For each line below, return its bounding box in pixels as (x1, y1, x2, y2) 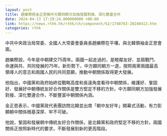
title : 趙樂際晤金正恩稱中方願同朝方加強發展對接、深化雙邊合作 (5, 12, 121, 17)
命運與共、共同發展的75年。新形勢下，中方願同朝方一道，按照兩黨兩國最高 (5, 63, 159, 69)
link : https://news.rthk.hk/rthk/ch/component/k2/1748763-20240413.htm (5, 21, 157, 26)
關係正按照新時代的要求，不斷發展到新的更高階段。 (5, 126, 110, 132)
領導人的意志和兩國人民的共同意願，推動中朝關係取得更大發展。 (5, 69, 136, 75)
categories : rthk (5, 26, 41, 31)
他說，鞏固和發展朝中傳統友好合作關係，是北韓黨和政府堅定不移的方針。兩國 (5, 120, 162, 126)
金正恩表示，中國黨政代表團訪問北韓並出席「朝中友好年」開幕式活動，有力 (5, 103, 158, 109)
